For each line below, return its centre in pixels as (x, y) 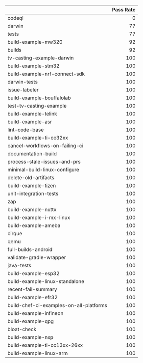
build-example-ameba (34, 225)
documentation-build (32, 154)
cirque (15, 234)
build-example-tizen (32, 185)
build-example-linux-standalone (46, 281)
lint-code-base (26, 130)
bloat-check (22, 329)
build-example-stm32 (34, 66)
